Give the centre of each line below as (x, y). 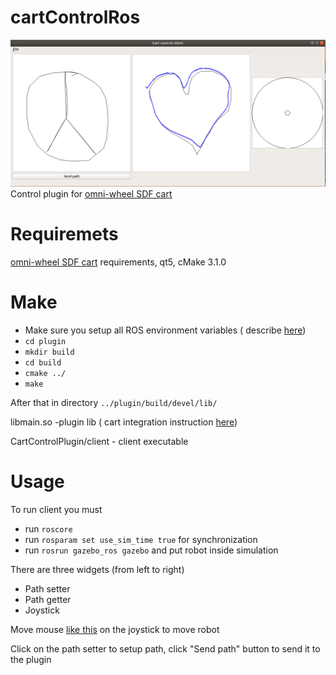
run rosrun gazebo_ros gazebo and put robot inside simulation (151, 550)
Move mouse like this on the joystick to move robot (115, 630)
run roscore (48, 529)
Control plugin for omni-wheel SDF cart (91, 194)
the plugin (31, 660)
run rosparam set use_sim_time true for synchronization (141, 540)
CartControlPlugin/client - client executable (99, 442)
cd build (43, 363)
